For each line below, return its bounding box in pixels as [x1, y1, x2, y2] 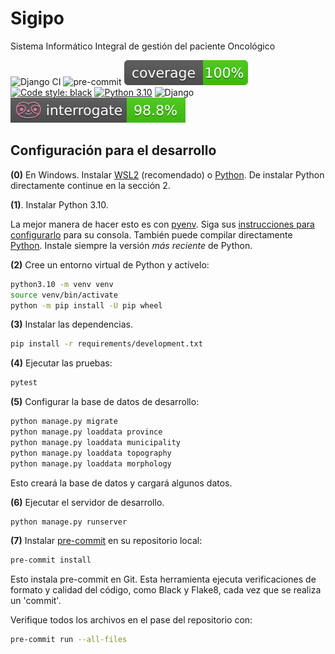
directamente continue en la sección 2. [10, 179, 171, 191]
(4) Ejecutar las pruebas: [10, 357, 113, 369]
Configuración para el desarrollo [10, 142, 217, 159]
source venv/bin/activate [10, 290, 118, 300]
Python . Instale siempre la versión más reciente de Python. [10, 239, 253, 251]
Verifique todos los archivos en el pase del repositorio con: [10, 614, 253, 626]
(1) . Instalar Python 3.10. [10, 198, 109, 211]
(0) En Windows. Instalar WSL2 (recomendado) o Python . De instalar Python [10, 168, 325, 181]
